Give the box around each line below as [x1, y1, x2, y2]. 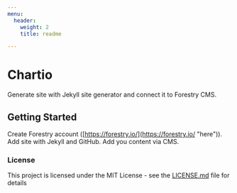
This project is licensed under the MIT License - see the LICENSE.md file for [7, 171, 230, 180]
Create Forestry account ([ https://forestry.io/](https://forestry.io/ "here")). [7, 130, 222, 138]
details [7, 179, 27, 187]
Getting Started [7, 111, 77, 123]
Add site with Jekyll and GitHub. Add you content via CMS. [7, 138, 180, 145]
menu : [7, 10, 23, 18]
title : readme [20, 30, 62, 38]
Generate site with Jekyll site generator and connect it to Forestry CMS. [7, 90, 217, 99]
